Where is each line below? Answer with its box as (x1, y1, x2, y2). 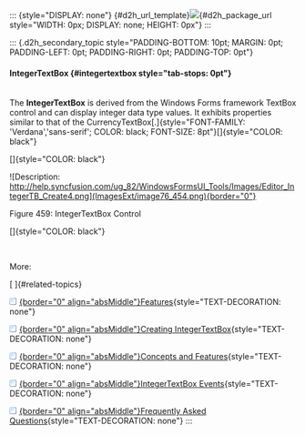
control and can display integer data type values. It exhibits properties (9, 107, 272, 118)
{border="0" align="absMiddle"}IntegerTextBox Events (19, 379, 225, 389)
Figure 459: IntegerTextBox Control (9, 208, 141, 219)
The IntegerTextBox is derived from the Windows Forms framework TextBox (9, 97, 297, 108)
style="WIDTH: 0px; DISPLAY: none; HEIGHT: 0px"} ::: (9, 19, 212, 30)
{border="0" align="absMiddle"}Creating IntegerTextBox (19, 324, 232, 335)
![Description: (9, 171, 61, 182)
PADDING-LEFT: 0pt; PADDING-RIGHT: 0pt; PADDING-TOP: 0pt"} (9, 46, 253, 57)
